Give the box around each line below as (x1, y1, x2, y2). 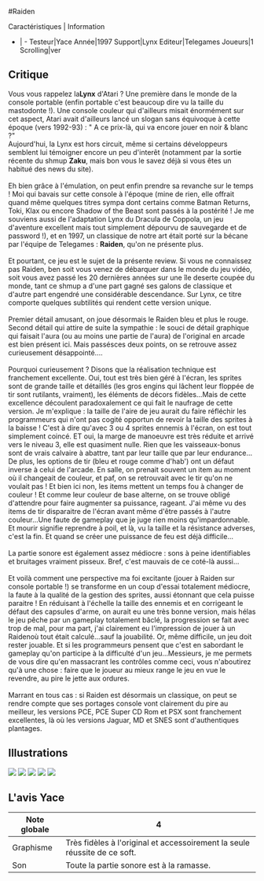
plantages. (8, 723, 42, 733)
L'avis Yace (8, 791, 65, 805)
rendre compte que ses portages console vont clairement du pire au (8, 699, 229, 708)
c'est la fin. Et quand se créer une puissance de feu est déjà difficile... (8, 531, 234, 541)
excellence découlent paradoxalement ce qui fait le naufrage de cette (8, 398, 233, 407)
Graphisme (12, 842, 53, 853)
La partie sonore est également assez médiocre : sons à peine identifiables (8, 548, 251, 557)
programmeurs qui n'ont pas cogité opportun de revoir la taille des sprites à (8, 414, 253, 424)
